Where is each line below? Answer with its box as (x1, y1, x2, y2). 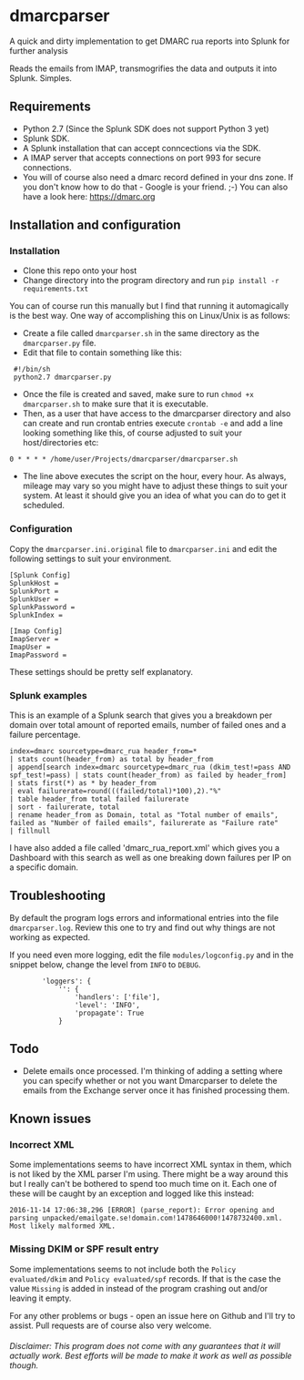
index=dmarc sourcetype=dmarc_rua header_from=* (9, 747, 198, 756)
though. (9, 1360, 39, 1371)
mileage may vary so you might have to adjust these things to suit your (22, 480, 289, 492)
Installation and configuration (9, 218, 181, 233)
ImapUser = (9, 642, 51, 651)
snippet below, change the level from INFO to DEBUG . (9, 958, 201, 970)
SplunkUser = (9, 594, 59, 604)
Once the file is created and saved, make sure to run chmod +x (22, 389, 255, 400)
